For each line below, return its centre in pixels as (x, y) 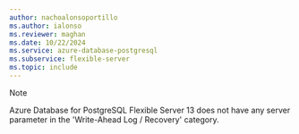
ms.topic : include (43, 68)
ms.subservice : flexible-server (69, 59)
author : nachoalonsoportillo (64, 17)
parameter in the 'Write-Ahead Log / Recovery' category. (114, 119)
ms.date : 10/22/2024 (48, 42)
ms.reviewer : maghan (48, 34)
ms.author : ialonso (46, 26)
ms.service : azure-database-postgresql (84, 51)
